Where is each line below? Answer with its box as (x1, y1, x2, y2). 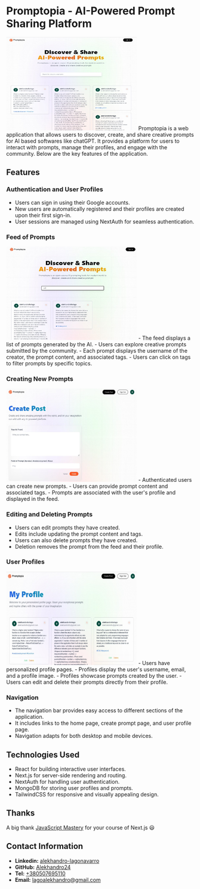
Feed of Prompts (6, 233, 56, 241)
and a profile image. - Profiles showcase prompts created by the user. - (6, 672, 182, 679)
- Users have (138, 659, 170, 666)
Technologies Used (6, 749, 79, 759)
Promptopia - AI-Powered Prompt (6, 4, 176, 18)
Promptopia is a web (138, 124, 189, 132)
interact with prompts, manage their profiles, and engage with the (6, 143, 168, 150)
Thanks (6, 808, 35, 819)
